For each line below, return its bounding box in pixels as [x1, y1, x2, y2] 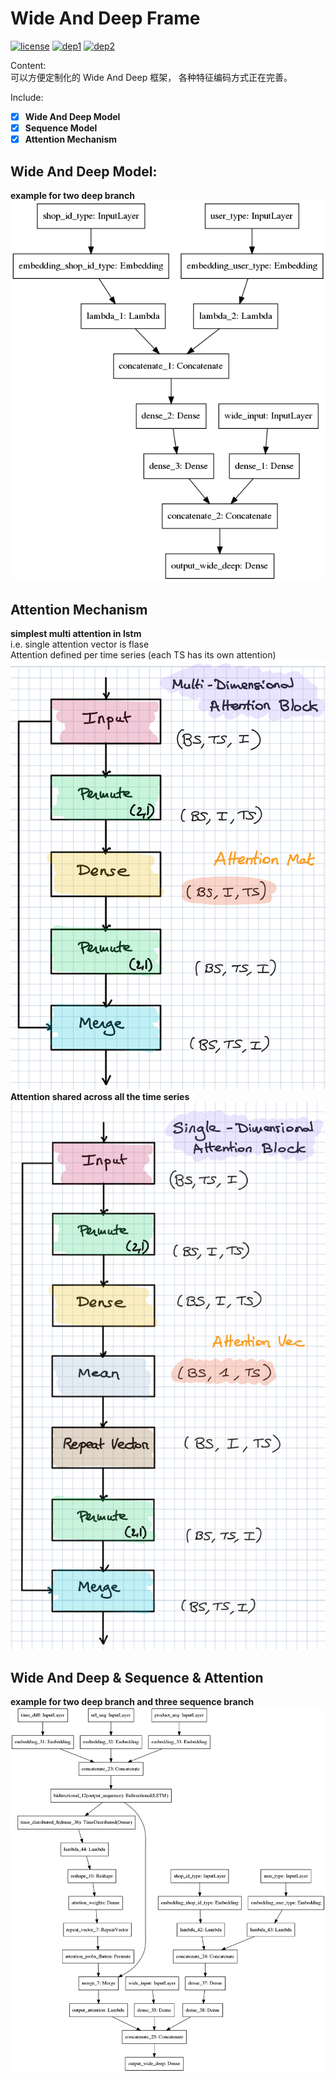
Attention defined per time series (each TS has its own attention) [10, 648, 277, 661]
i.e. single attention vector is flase [10, 638, 150, 650]
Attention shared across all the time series [10, 1091, 190, 1103]
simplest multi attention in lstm [10, 627, 142, 639]
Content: [10, 59, 47, 71]
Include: [10, 91, 44, 103]
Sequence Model [24, 122, 98, 134]
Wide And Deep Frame [10, 7, 201, 30]
